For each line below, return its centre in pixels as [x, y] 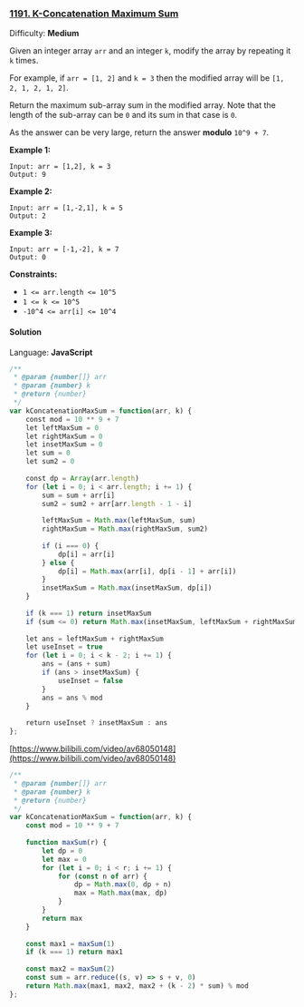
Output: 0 [28, 258]
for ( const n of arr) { [102, 876]
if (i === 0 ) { [71, 546]
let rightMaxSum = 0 [64, 436]
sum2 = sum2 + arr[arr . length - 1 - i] [117, 503]
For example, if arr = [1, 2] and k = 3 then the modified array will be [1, [147, 78]
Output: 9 [28, 175]
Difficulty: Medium [44, 34]
